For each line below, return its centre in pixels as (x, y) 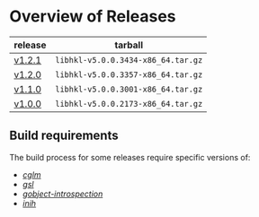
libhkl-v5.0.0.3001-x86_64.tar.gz (129, 89)
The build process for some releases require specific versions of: (130, 157)
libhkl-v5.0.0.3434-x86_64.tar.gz (129, 60)
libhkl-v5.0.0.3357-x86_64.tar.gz (129, 74)
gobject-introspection (63, 194)
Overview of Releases (93, 17)
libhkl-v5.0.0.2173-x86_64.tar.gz (129, 104)
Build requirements (64, 136)
